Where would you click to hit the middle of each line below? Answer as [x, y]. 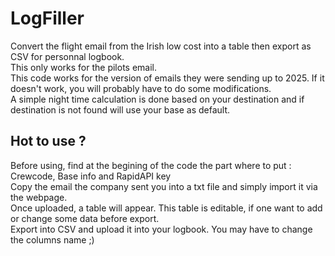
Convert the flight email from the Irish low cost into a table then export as [161, 46]
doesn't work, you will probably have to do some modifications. [141, 88]
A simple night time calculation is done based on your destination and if [157, 99]
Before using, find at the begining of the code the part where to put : [151, 165]
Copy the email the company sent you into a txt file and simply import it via [164, 186]
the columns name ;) [52, 239]
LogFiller [47, 18]
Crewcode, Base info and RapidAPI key [91, 176]
